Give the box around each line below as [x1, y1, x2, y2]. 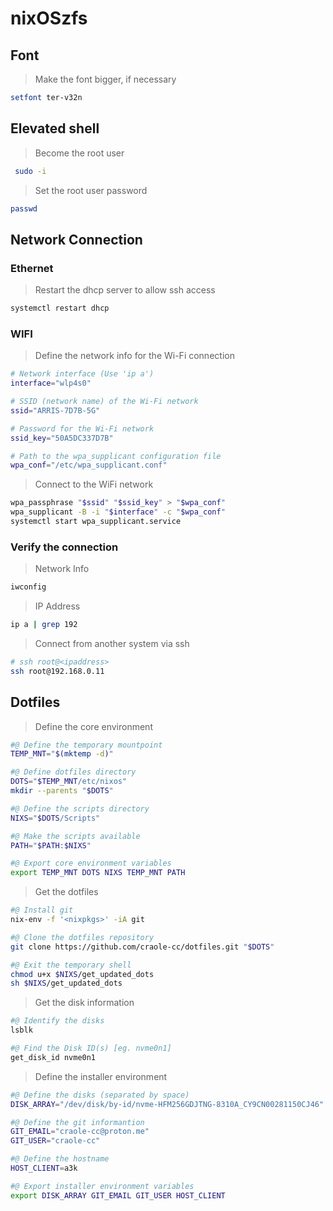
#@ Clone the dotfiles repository [10, 932, 155, 942]
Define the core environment [34, 720, 153, 732]
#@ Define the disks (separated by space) [10, 1090, 190, 1100]
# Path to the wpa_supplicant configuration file [10, 451, 222, 461]
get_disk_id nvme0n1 [10, 1052, 97, 1062]
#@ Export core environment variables [10, 858, 172, 869]
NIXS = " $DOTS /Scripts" [10, 813, 101, 823]
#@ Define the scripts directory [10, 803, 150, 814]
